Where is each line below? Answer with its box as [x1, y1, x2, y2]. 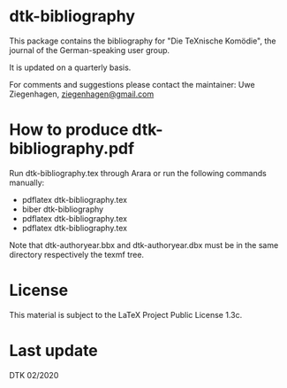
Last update [9, 341, 99, 361]
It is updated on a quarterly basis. [9, 62, 132, 73]
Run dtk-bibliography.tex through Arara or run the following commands [9, 167, 267, 178]
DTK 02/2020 [9, 369, 59, 380]
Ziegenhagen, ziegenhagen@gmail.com [9, 89, 155, 99]
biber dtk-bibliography [21, 204, 104, 214]
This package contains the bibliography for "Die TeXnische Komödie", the [9, 35, 276, 46]
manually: [9, 177, 45, 188]
